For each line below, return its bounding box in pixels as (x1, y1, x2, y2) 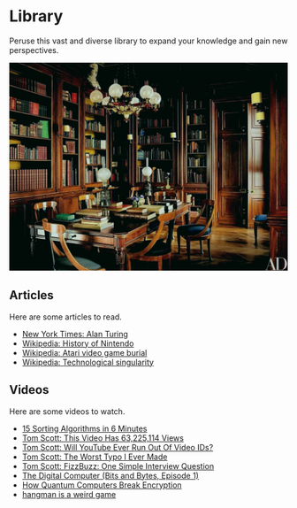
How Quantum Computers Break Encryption (21, 480, 183, 490)
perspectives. (9, 44, 59, 55)
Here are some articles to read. (9, 312, 122, 322)
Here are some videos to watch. (9, 405, 126, 417)
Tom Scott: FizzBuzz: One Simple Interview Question (21, 460, 215, 471)
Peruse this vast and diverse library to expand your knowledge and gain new (9, 35, 288, 46)
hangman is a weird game (21, 489, 117, 499)
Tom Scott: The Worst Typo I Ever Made (21, 451, 168, 462)
